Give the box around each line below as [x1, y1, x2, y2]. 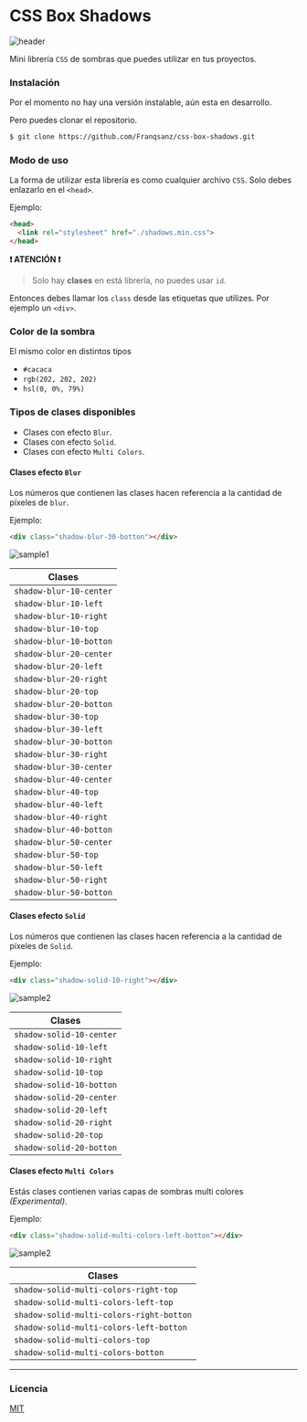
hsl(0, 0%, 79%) [22, 384, 85, 394]
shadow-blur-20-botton [14, 699, 112, 709]
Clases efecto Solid [9, 911, 86, 922]
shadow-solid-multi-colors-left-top [14, 1297, 174, 1307]
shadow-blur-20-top [14, 686, 99, 697]
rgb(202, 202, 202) [22, 375, 98, 384]
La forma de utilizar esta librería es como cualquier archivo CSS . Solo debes [9, 174, 292, 185]
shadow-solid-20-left [14, 1104, 108, 1115]
